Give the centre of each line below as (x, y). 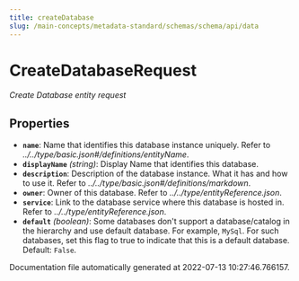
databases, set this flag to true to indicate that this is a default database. (156, 241)
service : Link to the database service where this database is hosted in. (153, 202)
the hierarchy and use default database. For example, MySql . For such (151, 231)
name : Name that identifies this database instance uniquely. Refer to (146, 145)
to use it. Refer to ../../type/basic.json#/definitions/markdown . (136, 183)
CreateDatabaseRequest (103, 70)
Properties (40, 123)
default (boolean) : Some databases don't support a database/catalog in (156, 222)
